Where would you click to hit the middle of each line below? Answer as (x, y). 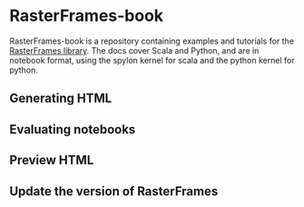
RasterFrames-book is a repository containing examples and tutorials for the (152, 41)
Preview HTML (52, 160)
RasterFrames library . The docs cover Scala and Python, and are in (134, 50)
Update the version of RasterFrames (114, 191)
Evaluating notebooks (73, 129)
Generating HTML (61, 99)
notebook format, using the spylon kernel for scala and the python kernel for (152, 60)
